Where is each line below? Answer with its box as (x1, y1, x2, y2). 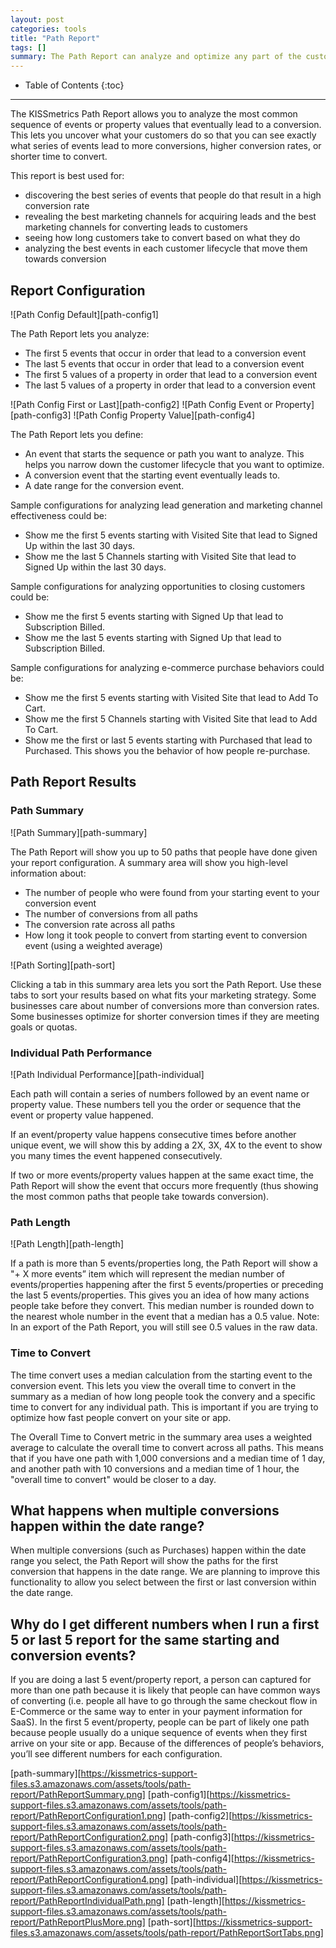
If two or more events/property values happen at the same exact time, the (10, 1169, 314, 1181)
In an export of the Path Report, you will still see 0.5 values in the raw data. (10, 1321, 318, 1333)
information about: (10, 867, 87, 879)
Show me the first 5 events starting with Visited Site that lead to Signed (24, 529, 318, 541)
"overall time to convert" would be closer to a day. (10, 1473, 217, 1485)
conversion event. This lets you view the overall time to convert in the (10, 1379, 297, 1391)
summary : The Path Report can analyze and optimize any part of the (10, 52, 302, 62)
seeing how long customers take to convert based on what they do (24, 232, 301, 244)
